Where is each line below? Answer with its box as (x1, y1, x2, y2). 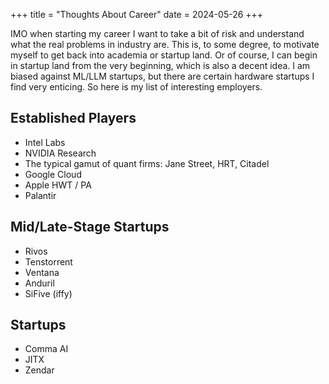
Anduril (24, 277, 55, 289)
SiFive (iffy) (24, 287, 73, 299)
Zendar (24, 364, 55, 376)
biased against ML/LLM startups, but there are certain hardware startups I (10, 70, 315, 82)
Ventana (24, 266, 60, 278)
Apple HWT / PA (24, 179, 92, 191)
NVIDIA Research (24, 147, 97, 159)
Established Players (10, 110, 137, 127)
